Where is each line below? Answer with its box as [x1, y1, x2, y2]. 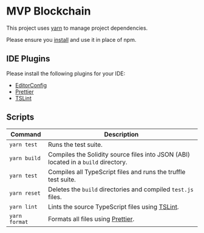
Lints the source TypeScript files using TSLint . [48, 202, 179, 211]
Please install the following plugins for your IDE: [6, 70, 126, 77]
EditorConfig [15, 81, 47, 89]
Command [10, 130, 41, 138]
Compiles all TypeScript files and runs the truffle [48, 167, 186, 176]
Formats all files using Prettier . [48, 214, 135, 223]
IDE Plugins [6, 53, 50, 64]
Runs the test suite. [48, 140, 103, 149]
